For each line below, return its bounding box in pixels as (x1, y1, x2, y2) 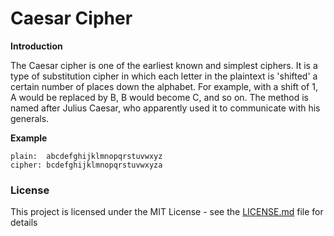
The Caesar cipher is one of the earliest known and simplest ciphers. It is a (10, 59, 318, 71)
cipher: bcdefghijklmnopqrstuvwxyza (10, 160, 163, 170)
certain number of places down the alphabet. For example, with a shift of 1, (10, 80, 318, 92)
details (10, 217, 38, 229)
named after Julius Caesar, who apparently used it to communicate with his (10, 102, 321, 114)
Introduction (10, 40, 63, 52)
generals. (10, 112, 50, 124)
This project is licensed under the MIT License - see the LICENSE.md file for (10, 206, 324, 218)
